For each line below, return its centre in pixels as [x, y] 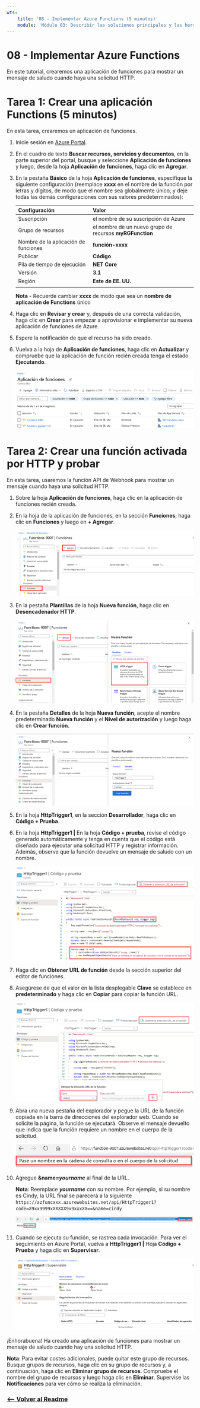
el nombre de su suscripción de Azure [139, 219]
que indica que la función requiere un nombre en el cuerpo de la [94, 1129]
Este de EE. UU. [112, 281]
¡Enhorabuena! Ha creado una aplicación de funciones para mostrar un [93, 1340]
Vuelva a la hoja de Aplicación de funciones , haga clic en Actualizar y [102, 350]
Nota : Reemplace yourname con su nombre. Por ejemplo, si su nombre [103, 1189]
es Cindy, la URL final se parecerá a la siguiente [74, 1195]
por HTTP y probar [53, 464]
